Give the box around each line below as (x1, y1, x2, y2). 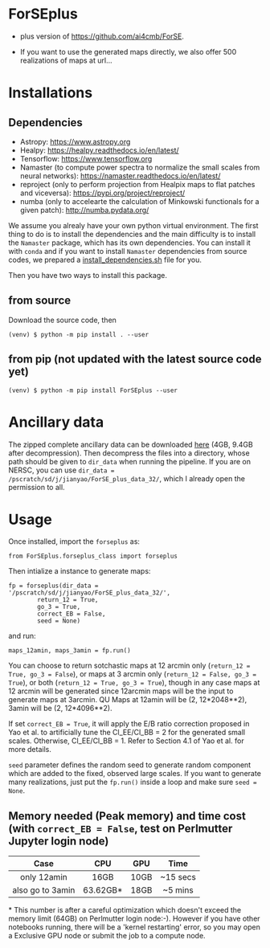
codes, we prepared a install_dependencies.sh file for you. (8, 255, 202, 264)
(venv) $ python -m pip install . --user (8, 330, 149, 338)
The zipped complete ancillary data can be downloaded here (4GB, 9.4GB (8, 439, 253, 449)
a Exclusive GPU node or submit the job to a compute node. (8, 931, 207, 941)
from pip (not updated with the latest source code (8, 353, 262, 366)
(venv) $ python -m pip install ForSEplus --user (8, 386, 178, 394)
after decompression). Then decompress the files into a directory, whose (8, 447, 251, 458)
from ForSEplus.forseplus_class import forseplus (8, 552, 178, 561)
